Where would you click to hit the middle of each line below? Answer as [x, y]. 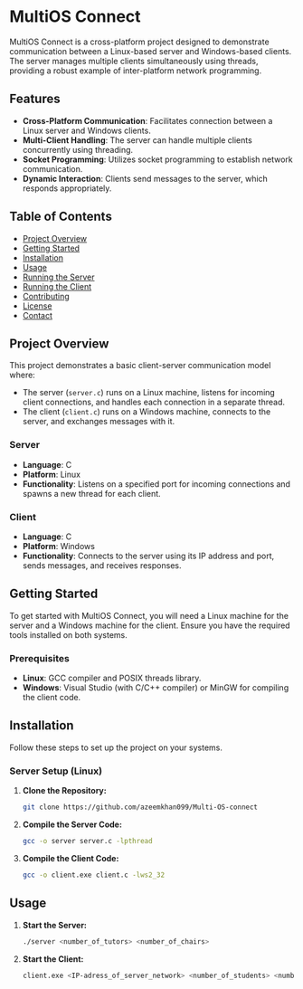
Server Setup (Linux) [56, 771]
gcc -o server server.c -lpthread [87, 842]
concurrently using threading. [78, 149]
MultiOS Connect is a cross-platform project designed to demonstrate [139, 42]
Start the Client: [53, 959]
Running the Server [58, 277]
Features [35, 99]
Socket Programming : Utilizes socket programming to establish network [158, 159]
